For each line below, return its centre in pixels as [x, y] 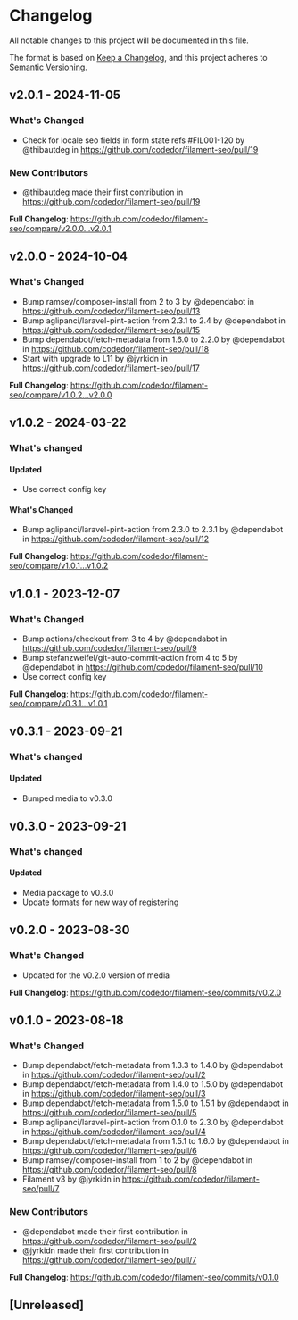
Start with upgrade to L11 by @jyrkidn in [95, 358]
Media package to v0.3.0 [68, 893]
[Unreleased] [47, 1305]
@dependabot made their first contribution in [105, 1231]
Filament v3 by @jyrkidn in [71, 1179]
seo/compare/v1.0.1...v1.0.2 [59, 566]
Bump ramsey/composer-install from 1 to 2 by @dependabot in [137, 1160]
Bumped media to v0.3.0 [67, 798]
